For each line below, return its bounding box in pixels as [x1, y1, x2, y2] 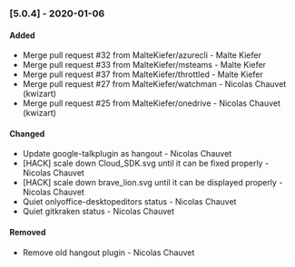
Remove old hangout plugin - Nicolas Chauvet [22, 247, 195, 258]
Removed [9, 226, 46, 237]
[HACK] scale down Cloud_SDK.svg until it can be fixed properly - [22, 157, 270, 169]
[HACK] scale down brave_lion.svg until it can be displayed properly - [22, 177, 283, 188]
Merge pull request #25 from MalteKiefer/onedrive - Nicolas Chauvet [22, 98, 281, 109]
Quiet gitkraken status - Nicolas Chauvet [22, 206, 175, 217]
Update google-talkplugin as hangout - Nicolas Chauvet [22, 148, 232, 159]
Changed [9, 128, 45, 138]
